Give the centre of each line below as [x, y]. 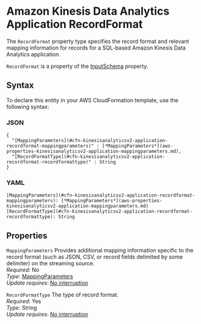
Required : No [23, 270]
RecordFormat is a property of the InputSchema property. [77, 66]
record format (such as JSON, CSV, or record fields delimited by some [95, 257]
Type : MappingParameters [40, 276]
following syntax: [28, 107]
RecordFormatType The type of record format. [63, 295]
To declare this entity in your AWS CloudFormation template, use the [92, 100]
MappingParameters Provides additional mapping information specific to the [100, 251]
